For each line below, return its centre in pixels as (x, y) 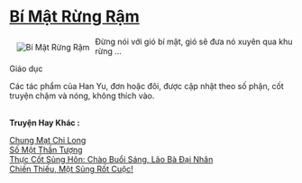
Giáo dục (26, 69)
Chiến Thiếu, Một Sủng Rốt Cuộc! (71, 169)
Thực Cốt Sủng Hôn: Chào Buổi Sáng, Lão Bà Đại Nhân (111, 159)
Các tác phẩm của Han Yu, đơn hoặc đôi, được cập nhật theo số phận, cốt (146, 86)
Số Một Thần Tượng (46, 150)
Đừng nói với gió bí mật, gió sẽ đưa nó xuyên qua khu (194, 41)
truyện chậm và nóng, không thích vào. (82, 96)
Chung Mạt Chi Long (48, 140)
